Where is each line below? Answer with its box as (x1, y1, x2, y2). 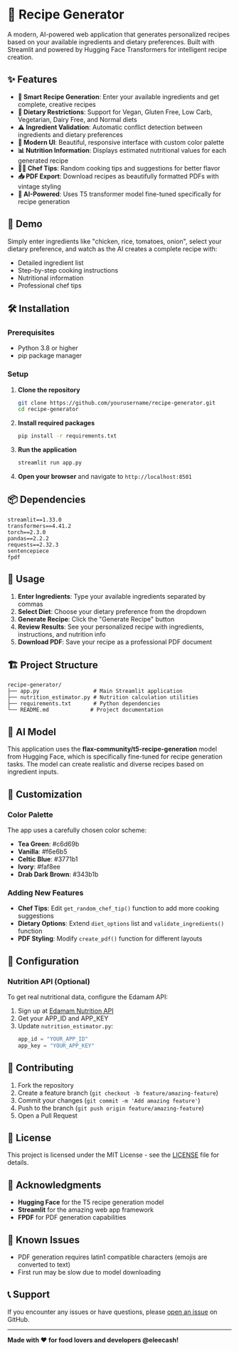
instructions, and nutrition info (17, 629, 106, 638)
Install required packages (17, 419, 95, 427)
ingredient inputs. (7, 767, 59, 776)
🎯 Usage (7, 573, 45, 585)
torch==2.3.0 (7, 528, 46, 536)
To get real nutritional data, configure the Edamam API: (7, 992, 169, 1001)
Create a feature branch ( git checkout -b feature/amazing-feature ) (17, 1088, 219, 1097)
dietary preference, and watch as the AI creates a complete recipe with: (7, 244, 218, 253)
